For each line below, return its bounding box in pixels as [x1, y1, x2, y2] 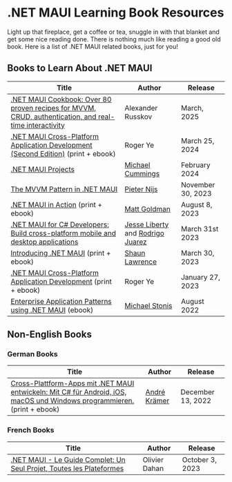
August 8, [180, 200, 213, 209]
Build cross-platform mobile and [10, 228, 116, 238]
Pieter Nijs [124, 184, 158, 194]
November [180, 180, 215, 189]
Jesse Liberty [124, 220, 169, 229]
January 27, [180, 272, 221, 282]
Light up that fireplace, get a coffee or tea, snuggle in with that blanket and [7, 28, 220, 36]
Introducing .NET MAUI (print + [10, 248, 111, 258]
